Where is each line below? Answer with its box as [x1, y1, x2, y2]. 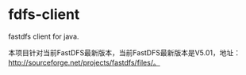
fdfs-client [8, 6, 80, 24]
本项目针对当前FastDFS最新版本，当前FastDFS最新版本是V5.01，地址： [8, 47, 241, 57]
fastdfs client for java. [8, 32, 79, 41]
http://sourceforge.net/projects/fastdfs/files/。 [8, 58, 160, 67]
